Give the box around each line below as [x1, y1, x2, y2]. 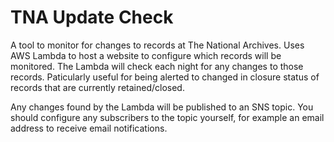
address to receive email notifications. [10, 122, 168, 134]
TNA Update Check [10, 6, 174, 29]
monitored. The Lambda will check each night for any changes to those [10, 60, 304, 72]
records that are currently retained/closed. [10, 81, 185, 93]
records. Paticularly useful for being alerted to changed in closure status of [10, 71, 320, 83]
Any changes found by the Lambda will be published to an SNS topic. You [10, 101, 314, 113]
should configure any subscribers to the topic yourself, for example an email [10, 111, 325, 123]
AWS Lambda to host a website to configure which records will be [10, 49, 282, 61]
